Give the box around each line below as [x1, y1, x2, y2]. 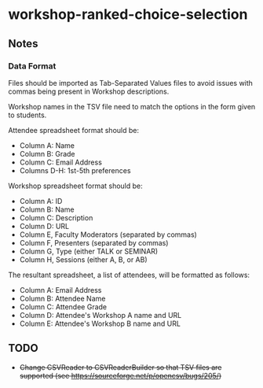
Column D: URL [19, 221, 69, 231]
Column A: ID [19, 196, 63, 205]
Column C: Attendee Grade [19, 301, 108, 312]
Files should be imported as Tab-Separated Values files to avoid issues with [8, 78, 254, 87]
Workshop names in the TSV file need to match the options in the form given [8, 102, 256, 111]
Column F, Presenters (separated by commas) [19, 238, 169, 247]
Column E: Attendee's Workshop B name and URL [19, 319, 181, 328]
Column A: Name [19, 140, 75, 150]
